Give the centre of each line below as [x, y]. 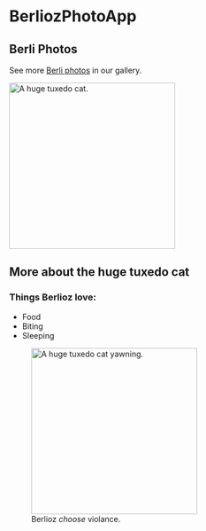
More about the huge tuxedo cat [99, 272]
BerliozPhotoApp [73, 16]
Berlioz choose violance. [76, 519]
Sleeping [38, 335]
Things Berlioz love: [53, 297]
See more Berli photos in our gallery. [76, 70]
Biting [33, 326]
